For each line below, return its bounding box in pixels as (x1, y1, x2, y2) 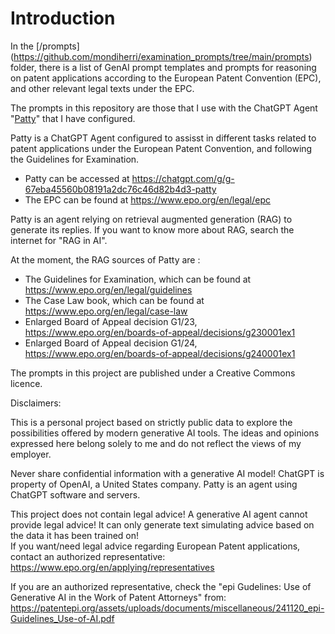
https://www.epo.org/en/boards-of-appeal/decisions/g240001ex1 (24, 347, 296, 359)
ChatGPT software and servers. (10, 488, 141, 501)
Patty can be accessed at (24, 172, 130, 184)
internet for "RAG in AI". (10, 234, 108, 246)
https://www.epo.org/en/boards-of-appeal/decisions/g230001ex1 (24, 326, 296, 338)
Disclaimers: (10, 397, 62, 409)
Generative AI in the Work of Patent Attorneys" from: (10, 591, 227, 603)
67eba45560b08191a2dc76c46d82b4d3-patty (24, 183, 217, 195)
